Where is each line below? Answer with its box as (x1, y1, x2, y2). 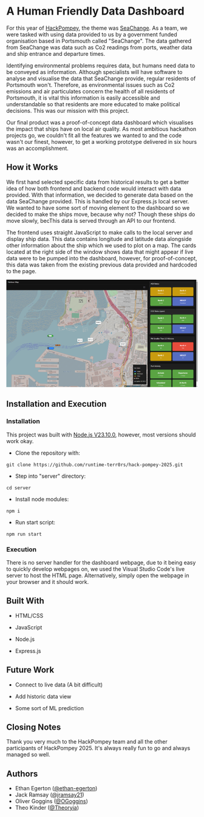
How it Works (6, 162, 58, 172)
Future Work (6, 665, 55, 675)
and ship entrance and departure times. (6, 50, 105, 57)
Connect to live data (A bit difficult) (15, 681, 103, 688)
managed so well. (6, 751, 50, 758)
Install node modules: (15, 495, 69, 503)
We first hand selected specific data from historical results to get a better (6, 178, 189, 186)
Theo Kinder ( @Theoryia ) (15, 804, 80, 812)
